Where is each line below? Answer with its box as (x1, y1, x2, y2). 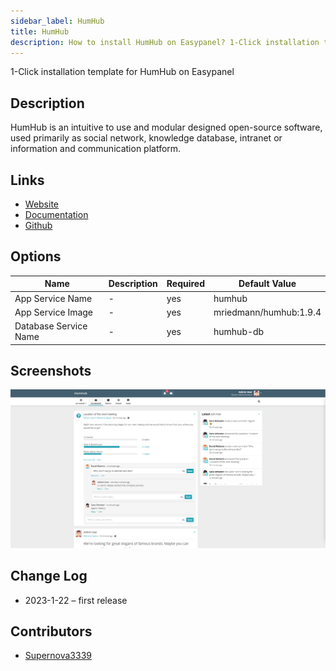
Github (24, 220, 53, 231)
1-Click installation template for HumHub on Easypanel (10, 66, 235, 78)
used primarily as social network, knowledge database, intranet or (10, 132, 283, 144)
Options (10, 248, 62, 265)
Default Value (238, 278, 297, 290)
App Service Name (14, 292, 93, 304)
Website (24, 198, 60, 210)
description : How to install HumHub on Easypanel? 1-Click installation (10, 37, 320, 47)
